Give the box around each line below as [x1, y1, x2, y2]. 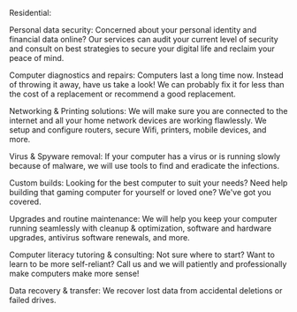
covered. [9, 196, 42, 207]
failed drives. [9, 295, 57, 305]
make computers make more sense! [9, 269, 140, 278]
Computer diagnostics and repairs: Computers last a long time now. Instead [9, 70, 284, 80]
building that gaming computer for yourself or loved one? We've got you [9, 187, 271, 197]
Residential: [9, 8, 52, 18]
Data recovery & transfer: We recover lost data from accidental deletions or [9, 285, 283, 295]
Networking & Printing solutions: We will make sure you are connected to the [9, 106, 288, 116]
